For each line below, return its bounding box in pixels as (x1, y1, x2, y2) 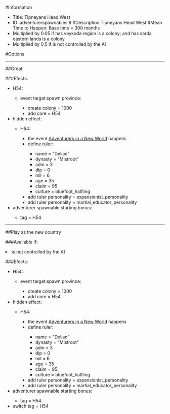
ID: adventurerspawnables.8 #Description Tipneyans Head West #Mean (12, 20, 162, 25)
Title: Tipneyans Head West (12, 14, 71, 20)
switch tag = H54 (12, 403, 49, 409)
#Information (5, 5, 32, 10)
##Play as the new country (5, 229, 62, 235)
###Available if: (5, 239, 38, 245)
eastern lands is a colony (12, 36, 65, 42)
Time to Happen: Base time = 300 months (12, 25, 100, 31)
